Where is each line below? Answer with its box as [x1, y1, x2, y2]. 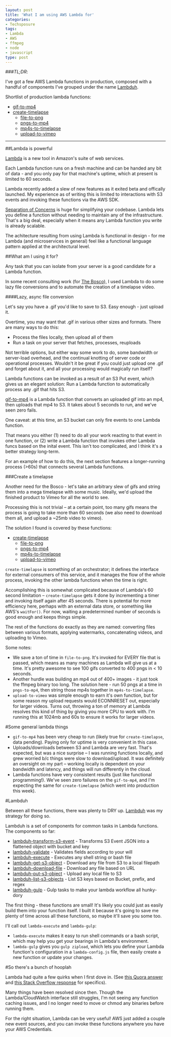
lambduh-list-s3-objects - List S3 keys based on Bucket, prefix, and [12, 876, 155, 882]
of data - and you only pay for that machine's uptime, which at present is [5, 171, 158, 177]
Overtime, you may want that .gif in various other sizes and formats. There [5, 319, 161, 325]
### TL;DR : [5, 69, 28, 75]
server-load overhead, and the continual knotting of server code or [5, 355, 146, 361]
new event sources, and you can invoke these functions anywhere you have [5, 1021, 164, 1027]
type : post [5, 54, 28, 60]
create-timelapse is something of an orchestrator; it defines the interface [5, 566, 159, 572]
